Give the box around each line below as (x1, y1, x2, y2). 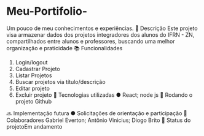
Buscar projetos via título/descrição (15, 78, 106, 85)
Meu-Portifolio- (6, 4, 88, 18)
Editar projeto (15, 85, 50, 92)
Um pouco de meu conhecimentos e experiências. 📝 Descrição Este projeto (6, 25, 198, 32)
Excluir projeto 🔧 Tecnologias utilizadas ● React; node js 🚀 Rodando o (15, 91, 193, 99)
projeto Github (15, 97, 52, 105)
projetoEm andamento (6, 123, 63, 130)
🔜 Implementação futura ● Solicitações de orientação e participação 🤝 (6, 109, 187, 117)
